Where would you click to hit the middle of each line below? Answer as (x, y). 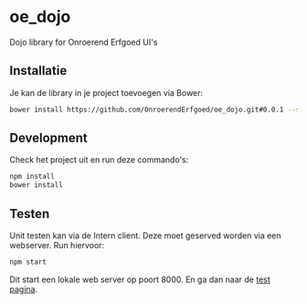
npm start (28, 262)
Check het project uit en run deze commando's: (99, 160)
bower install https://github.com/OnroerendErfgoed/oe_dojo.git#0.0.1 (147, 110)
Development (49, 138)
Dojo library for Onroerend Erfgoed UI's (84, 42)
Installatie (38, 71)
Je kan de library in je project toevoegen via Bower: (106, 92)
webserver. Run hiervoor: (57, 245)
